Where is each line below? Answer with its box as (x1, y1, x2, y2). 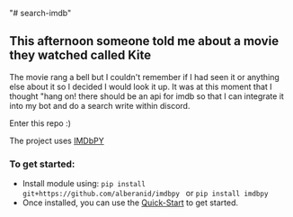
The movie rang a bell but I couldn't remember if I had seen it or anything (9, 71, 280, 82)
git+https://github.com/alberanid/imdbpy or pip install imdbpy (22, 188, 269, 199)
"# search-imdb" (9, 8, 72, 18)
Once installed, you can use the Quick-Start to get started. (22, 197, 239, 208)
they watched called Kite (9, 48, 151, 63)
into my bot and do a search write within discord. (9, 100, 191, 111)
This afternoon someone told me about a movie (9, 33, 280, 49)
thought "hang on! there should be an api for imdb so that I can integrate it (9, 90, 285, 102)
